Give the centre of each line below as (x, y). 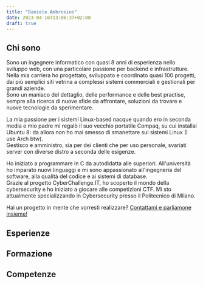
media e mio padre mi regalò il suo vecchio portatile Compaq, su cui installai (102, 126)
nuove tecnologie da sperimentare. (50, 108)
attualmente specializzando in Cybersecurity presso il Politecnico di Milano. (101, 196)
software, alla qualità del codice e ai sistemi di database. (77, 176)
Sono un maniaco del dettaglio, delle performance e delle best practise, (96, 95)
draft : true (21, 23)
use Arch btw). (25, 139)
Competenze (31, 274)
